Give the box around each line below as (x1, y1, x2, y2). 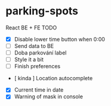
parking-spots (5, 4, 79, 18)
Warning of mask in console (14, 93, 83, 100)
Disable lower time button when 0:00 (14, 35, 106, 43)
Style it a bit (14, 56, 44, 63)
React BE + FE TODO (5, 24, 57, 31)
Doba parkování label (14, 49, 67, 56)
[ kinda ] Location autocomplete (14, 75, 93, 82)
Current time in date (14, 86, 64, 93)
